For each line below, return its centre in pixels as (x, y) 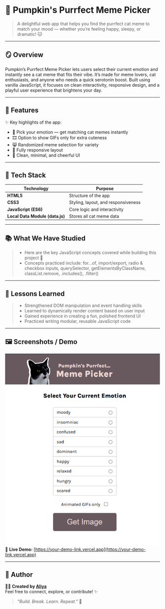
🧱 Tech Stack (26, 175)
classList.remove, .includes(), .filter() (62, 273)
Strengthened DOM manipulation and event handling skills (83, 305)
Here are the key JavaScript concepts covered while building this (90, 253)
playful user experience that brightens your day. (54, 90)
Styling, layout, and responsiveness (105, 203)
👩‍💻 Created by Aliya (26, 586)
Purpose (105, 188)
